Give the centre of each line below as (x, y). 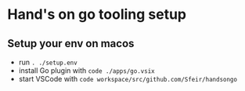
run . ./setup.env (48, 62)
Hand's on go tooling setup (97, 15)
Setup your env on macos (71, 44)
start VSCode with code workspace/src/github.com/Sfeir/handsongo (128, 79)
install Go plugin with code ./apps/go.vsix (86, 71)
